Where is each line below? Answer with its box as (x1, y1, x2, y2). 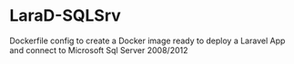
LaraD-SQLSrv (9, 5, 121, 26)
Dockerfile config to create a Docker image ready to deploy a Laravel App (9, 35, 286, 46)
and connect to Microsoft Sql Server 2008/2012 (9, 44, 188, 55)
